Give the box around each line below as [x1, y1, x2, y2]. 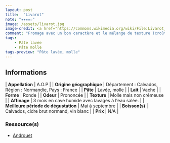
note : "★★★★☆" [5, 17, 35, 22]
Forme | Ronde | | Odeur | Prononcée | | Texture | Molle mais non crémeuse [5, 92, 164, 98]
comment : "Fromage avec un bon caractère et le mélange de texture [5, 31, 151, 36]
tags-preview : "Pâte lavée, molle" [5, 49, 80, 54]
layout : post [5, 7, 33, 13]
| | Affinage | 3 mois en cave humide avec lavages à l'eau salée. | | [5, 98, 145, 104]
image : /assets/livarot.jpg [5, 21, 65, 27]
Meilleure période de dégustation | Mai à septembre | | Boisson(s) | [5, 103, 148, 109]
